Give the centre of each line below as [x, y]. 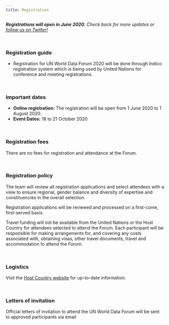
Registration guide [29, 53]
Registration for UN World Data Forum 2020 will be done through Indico [87, 63]
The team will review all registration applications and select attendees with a [85, 187]
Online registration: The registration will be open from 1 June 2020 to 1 [87, 108]
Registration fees [27, 142]
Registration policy [30, 176]
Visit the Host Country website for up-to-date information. [66, 278]
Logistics [17, 267]
